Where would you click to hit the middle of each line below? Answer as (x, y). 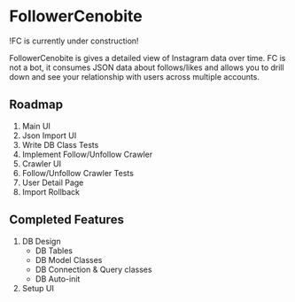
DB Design (41, 241)
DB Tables (54, 251)
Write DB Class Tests (60, 144)
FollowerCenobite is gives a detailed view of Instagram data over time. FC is (147, 58)
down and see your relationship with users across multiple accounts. (134, 76)
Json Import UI (49, 136)
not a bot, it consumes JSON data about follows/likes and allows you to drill (147, 67)
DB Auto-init (58, 279)
